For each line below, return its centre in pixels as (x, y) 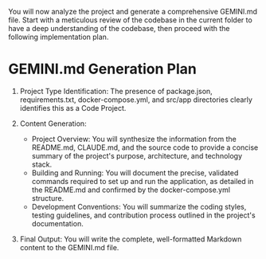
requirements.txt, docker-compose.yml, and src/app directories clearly (136, 100)
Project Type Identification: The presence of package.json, (116, 91)
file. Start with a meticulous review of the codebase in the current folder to (130, 20)
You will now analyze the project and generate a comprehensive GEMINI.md (133, 12)
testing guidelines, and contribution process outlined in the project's (144, 215)
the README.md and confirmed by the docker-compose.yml (131, 190)
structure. (48, 198)
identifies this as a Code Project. (73, 108)
